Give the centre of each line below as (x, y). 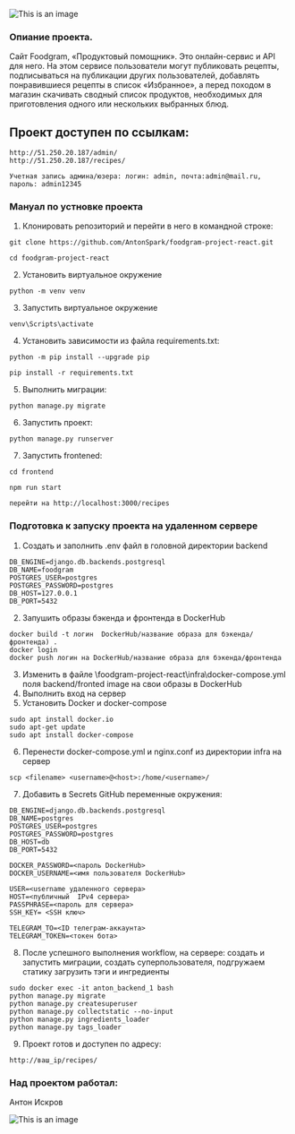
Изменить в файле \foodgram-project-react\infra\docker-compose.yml (154, 674)
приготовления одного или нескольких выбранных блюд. (119, 104)
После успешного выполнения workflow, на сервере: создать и (143, 952)
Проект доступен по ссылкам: (99, 132)
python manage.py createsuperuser (74, 1003)
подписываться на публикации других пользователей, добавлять (135, 75)
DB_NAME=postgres (42, 818)
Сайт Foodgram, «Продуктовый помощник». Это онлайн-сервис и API (142, 56)
